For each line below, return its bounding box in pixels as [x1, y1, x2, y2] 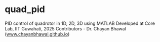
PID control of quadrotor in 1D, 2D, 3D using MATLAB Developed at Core [5, 20, 155, 26]
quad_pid [5, 4, 45, 15]
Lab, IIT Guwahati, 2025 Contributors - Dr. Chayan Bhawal [5, 25, 126, 31]
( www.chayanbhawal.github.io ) [5, 31, 70, 37]
